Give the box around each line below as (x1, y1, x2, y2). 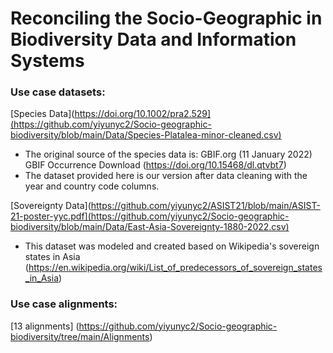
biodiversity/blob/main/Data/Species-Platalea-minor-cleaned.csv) (10, 129, 282, 141)
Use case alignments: (10, 297, 118, 311)
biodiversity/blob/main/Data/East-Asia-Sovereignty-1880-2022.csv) (10, 221, 290, 233)
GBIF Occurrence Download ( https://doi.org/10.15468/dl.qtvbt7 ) (24, 159, 287, 171)
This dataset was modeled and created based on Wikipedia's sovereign (24, 240, 320, 252)
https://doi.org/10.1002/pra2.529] (74, 108, 212, 120)
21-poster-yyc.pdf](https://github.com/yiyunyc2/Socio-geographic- (10, 210, 290, 222)
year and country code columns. (24, 180, 160, 192)
